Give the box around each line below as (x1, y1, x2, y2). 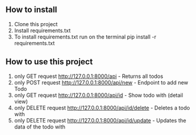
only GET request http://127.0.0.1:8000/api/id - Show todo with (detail (14, 92, 184, 99)
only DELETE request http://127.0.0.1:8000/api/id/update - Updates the (14, 117, 186, 124)
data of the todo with (14, 123, 66, 130)
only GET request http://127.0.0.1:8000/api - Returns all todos (14, 73, 164, 80)
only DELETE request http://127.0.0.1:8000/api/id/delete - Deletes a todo (14, 104, 191, 111)
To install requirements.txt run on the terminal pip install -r (14, 33, 157, 40)
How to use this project (5, 56, 93, 67)
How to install (5, 5, 58, 15)
